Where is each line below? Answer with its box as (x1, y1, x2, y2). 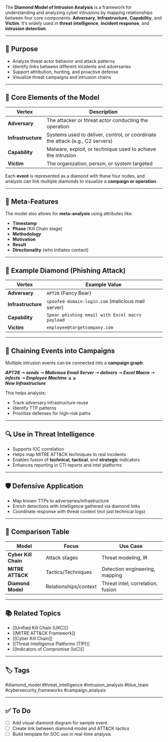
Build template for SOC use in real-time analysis (12, 731, 111, 737)
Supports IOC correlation (12, 446, 64, 452)
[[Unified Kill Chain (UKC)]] (12, 625, 68, 631)
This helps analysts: (5, 390, 46, 396)
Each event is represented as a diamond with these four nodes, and (5, 173, 145, 179)
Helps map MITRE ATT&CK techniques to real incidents (12, 451, 126, 457)
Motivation (12, 236, 36, 242)
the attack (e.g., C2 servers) (46, 137, 113, 144)
